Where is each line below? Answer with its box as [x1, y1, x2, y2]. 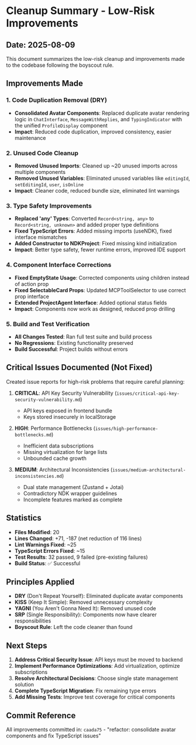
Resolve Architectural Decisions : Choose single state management [14, 675, 178, 682]
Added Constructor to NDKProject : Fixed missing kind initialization [14, 240, 177, 247]
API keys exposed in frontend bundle [23, 407, 112, 414]
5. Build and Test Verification [6, 320, 90, 328]
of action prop [14, 280, 49, 288]
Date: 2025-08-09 [6, 40, 75, 50]
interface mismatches [14, 234, 67, 241]
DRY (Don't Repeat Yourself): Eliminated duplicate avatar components [14, 593, 183, 600]
